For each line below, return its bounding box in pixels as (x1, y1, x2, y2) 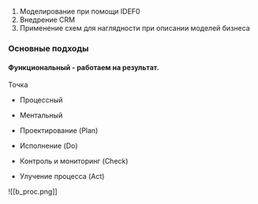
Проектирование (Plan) (19, 126, 99, 135)
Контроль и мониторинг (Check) (19, 157, 129, 166)
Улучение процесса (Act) (19, 172, 105, 181)
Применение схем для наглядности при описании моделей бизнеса (19, 24, 250, 32)
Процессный (19, 95, 63, 105)
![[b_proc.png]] (8, 187, 58, 196)
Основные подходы (8, 43, 89, 54)
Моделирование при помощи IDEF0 (19, 7, 140, 16)
